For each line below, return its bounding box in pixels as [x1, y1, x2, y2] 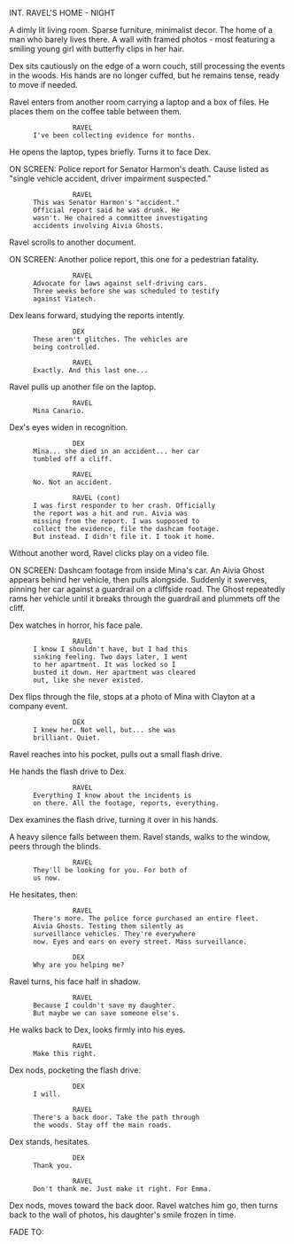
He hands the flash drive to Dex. [9, 766, 127, 777]
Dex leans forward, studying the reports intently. [9, 310, 186, 320]
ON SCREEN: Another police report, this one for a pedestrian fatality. [9, 254, 259, 264]
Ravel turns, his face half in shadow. [9, 976, 141, 987]
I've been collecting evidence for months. [32, 131, 197, 140]
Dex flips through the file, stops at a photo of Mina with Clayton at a [9, 692, 256, 701]
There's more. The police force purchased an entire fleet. [32, 914, 259, 923]
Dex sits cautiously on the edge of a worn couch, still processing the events [9, 61, 286, 71]
